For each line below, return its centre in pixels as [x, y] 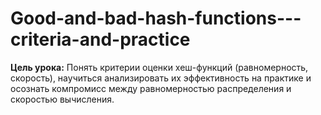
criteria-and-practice [100, 39]
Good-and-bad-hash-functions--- [156, 18]
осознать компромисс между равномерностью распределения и [151, 88]
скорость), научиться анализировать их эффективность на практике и [161, 78]
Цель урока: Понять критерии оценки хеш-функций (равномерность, [159, 67]
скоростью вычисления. [62, 99]
